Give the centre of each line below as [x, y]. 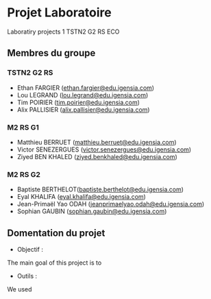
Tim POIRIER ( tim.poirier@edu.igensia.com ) [78, 102]
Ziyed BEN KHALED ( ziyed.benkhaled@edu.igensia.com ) [97, 156]
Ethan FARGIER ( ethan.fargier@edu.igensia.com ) [86, 88]
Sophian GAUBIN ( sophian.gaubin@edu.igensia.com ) [92, 211]
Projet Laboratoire [59, 13]
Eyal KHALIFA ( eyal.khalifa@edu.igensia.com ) [81, 197]
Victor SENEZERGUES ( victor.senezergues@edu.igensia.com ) [104, 149]
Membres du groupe [51, 53]
